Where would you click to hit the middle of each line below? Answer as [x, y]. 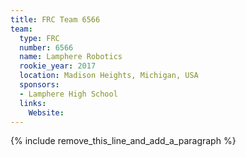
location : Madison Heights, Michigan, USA [109, 76]
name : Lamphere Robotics [71, 57]
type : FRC [39, 38]
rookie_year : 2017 [58, 66]
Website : [46, 112]
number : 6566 [46, 47]
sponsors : [39, 85]
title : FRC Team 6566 [55, 19]
